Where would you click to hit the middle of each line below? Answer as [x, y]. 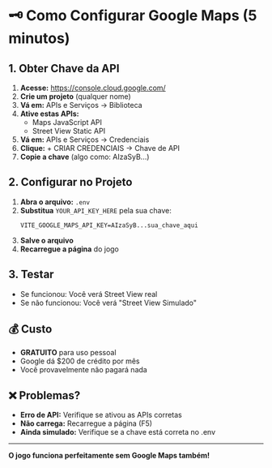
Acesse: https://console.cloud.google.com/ [93, 88]
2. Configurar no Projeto [70, 182]
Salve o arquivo [47, 240]
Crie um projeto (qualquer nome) [75, 97]
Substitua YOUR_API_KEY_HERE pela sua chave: [96, 210]
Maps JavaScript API [67, 122]
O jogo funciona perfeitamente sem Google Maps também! [109, 456]
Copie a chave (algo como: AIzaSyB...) [85, 157]
